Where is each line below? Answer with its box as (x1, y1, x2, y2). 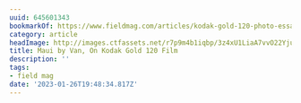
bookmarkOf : (9, 21, 54, 30)
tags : (9, 64, 30, 73)
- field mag (9, 72, 54, 81)
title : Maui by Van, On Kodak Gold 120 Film (9, 47, 178, 56)
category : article (9, 30, 78, 39)
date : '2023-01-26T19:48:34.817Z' (9, 80, 139, 89)
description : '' (9, 55, 70, 64)
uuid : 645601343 (9, 13, 70, 22)
